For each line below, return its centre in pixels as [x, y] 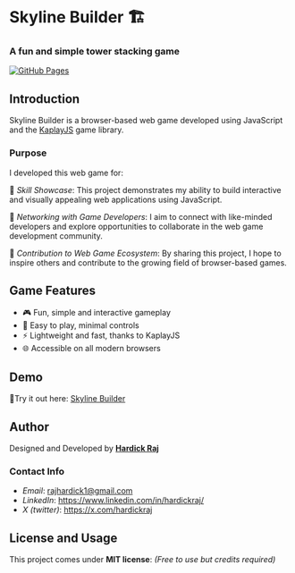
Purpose [28, 153]
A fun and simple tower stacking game [95, 52]
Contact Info [37, 471]
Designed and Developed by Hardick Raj [84, 449]
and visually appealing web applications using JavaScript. [116, 199]
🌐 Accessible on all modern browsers [91, 349]
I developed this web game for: [66, 173]
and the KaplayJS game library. [67, 130]
